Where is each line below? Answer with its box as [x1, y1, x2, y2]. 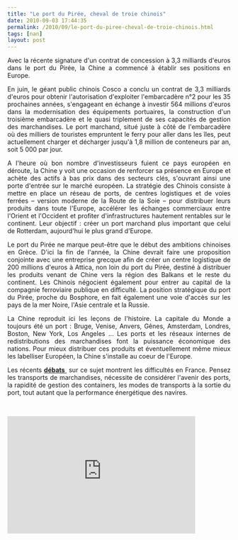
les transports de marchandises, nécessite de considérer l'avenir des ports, [7, 373, 231, 382]
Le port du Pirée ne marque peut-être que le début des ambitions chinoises [7, 240, 231, 249]
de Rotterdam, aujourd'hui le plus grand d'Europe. [7, 227, 153, 235]
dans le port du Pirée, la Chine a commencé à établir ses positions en [7, 64, 231, 72]
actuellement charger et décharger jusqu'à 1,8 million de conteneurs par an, [7, 137, 231, 146]
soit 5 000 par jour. [7, 145, 63, 154]
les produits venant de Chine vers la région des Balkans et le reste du [7, 271, 231, 279]
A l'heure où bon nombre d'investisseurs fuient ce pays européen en [7, 159, 231, 167]
